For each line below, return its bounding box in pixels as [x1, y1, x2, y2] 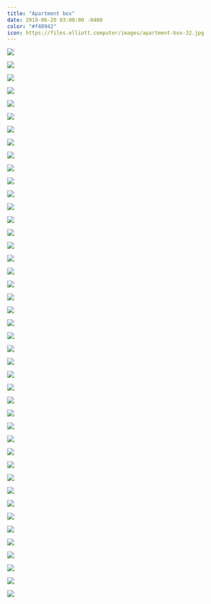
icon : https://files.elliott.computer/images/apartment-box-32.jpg [7, 29, 205, 36]
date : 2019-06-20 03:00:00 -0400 [7, 17, 103, 23]
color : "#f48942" [7, 23, 57, 30]
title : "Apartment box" [7, 10, 76, 17]
